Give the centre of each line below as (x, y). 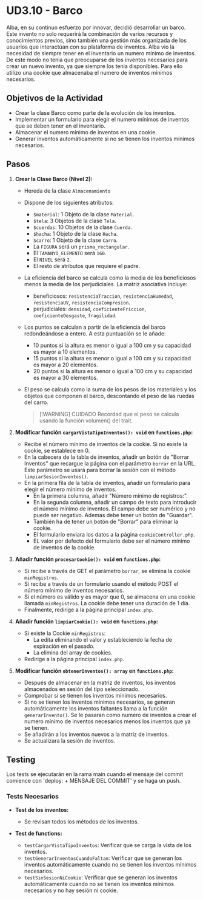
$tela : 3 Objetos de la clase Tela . (75, 221)
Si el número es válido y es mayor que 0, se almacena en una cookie (110, 597)
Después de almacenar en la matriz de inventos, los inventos (100, 682)
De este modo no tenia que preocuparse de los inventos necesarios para (97, 60)
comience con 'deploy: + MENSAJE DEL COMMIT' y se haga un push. (94, 781)
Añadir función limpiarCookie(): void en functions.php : (87, 621)
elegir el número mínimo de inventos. (70, 489)
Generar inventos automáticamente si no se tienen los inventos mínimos (105, 139)
